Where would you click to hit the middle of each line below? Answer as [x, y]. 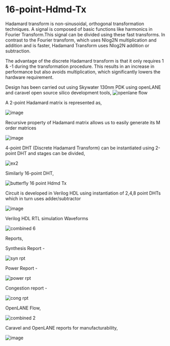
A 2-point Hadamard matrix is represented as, [54, 102]
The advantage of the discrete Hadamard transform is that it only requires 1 [84, 61]
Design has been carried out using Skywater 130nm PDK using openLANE [83, 87]
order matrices [21, 128]
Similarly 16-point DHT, [30, 173]
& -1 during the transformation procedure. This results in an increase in [80, 66]
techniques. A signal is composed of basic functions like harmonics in [79, 29]
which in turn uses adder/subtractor [43, 198]
